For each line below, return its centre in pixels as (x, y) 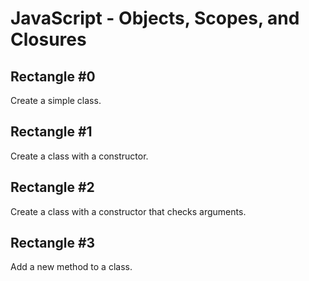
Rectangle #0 (53, 76)
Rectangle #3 (53, 243)
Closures (48, 39)
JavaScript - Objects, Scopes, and (155, 18)
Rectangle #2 (52, 187)
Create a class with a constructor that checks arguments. (128, 211)
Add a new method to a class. (71, 267)
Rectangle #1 (51, 132)
